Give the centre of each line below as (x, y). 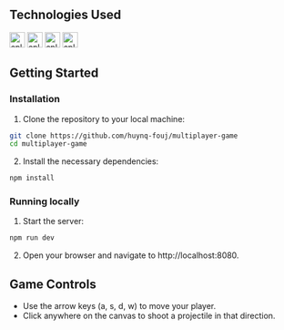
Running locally (45, 201)
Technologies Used (65, 15)
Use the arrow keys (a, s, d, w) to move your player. (119, 306)
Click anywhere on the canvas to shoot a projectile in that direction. (149, 316)
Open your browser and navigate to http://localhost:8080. (131, 255)
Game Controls (53, 284)
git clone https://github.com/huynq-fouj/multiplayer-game (124, 136)
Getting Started (54, 73)
